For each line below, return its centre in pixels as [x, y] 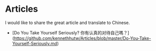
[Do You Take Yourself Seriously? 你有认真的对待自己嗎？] [71, 32]
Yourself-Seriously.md [34, 43]
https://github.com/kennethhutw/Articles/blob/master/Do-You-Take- [83, 38]
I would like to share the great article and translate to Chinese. [67, 23]
